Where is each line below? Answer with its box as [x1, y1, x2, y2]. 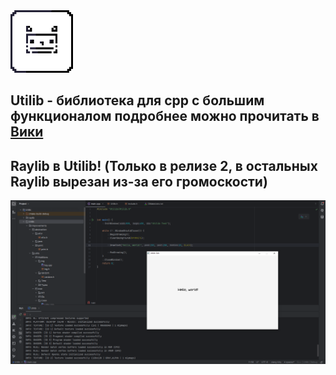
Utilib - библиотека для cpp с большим [10, 92, 265, 109]
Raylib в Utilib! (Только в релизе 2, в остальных [10, 157, 318, 174]
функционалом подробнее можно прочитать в [10, 108, 320, 125]
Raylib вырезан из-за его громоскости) [10, 173, 268, 190]
